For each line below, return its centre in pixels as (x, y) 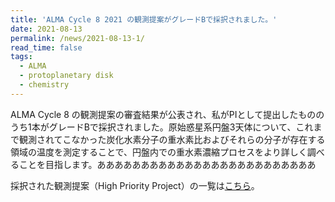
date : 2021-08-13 (46, 29)
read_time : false (46, 47)
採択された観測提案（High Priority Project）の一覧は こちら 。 (135, 185)
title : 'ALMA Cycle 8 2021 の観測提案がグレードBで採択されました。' (144, 19)
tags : (21, 57)
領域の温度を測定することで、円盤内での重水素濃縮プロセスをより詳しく (159, 152)
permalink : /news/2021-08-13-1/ (77, 38)
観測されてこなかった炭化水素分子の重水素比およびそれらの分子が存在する (172, 139)
